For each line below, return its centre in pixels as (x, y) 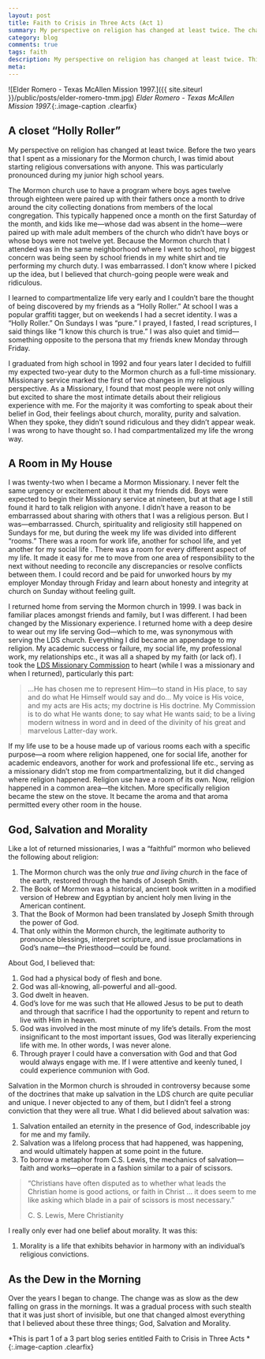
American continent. (52, 906)
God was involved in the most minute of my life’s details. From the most (135, 1029)
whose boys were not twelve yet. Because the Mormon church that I (119, 241)
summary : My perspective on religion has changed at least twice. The (127, 30)
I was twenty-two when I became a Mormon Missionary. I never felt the (124, 483)
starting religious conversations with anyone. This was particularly (116, 166)
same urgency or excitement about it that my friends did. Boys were (118, 491)
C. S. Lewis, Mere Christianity (75, 1215)
